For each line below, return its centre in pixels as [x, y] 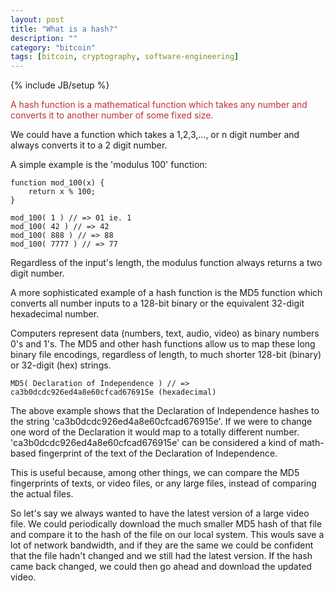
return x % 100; [62, 192]
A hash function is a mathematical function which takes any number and [159, 105]
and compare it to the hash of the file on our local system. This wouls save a [167, 535]
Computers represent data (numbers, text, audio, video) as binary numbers [165, 333]
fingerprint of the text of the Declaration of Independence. [158, 453]
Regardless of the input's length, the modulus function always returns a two [166, 263]
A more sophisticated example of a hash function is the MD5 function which [166, 293]
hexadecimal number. [55, 314]
